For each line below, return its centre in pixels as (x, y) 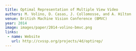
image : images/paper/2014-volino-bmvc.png (49, 28)
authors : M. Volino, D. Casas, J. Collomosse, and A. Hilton (68, 14)
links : (12, 32)
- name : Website (24, 37)
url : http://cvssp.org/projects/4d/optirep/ (57, 41)
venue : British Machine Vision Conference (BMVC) (56, 18)
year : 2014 (16, 23)
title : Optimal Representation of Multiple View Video (62, 9)
